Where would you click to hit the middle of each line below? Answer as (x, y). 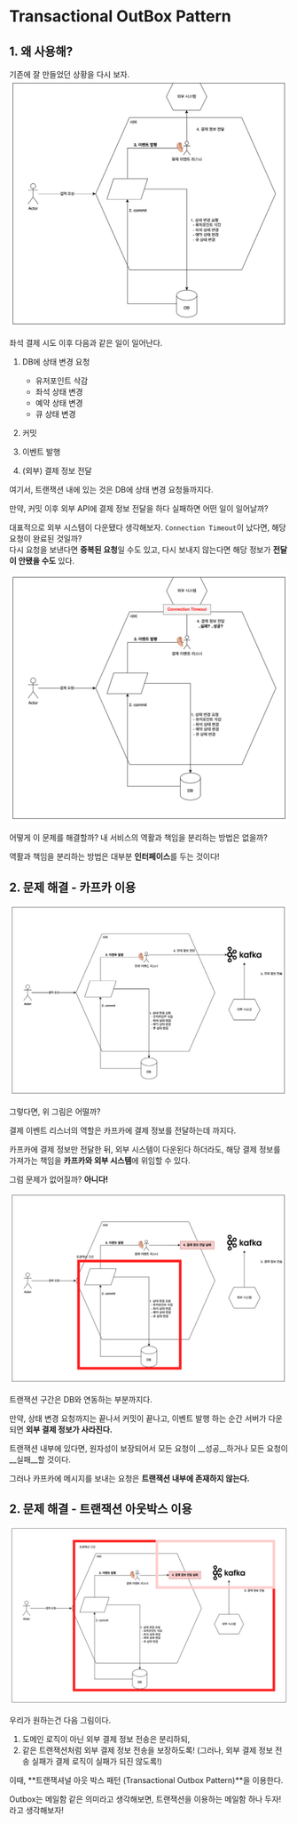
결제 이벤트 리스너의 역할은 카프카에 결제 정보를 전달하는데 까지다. (123, 1130)
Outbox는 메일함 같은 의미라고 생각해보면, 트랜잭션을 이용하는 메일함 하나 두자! (145, 1799)
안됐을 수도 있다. (47, 561)
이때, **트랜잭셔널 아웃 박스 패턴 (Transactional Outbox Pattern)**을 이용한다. (146, 1780)
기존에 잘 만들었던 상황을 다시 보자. (70, 74)
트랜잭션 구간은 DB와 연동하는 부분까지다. (81, 1399)
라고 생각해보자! (37, 1811)
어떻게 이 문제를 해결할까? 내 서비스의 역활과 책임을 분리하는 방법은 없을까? (138, 838)
